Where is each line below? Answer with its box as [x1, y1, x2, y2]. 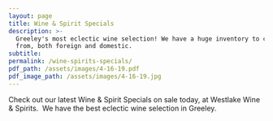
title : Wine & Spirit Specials [8, 19, 115, 28]
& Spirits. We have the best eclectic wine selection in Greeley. [8, 103, 217, 113]
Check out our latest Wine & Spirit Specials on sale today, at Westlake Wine [8, 94, 261, 104]
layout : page [8, 11, 53, 20]
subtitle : [8, 50, 42, 58]
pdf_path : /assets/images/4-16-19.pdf [8, 65, 140, 73]
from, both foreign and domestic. [15, 42, 132, 50]
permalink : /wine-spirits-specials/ [8, 58, 132, 66]
